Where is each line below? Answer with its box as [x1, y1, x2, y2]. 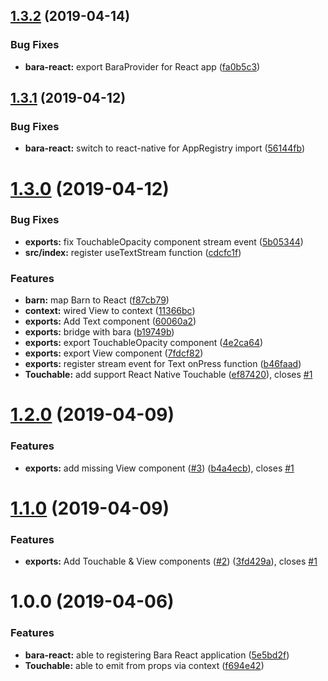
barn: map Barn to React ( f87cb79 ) [24, 294, 170, 306]
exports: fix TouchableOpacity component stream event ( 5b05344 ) [24, 235, 304, 248]
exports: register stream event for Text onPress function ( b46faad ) [24, 358, 302, 370]
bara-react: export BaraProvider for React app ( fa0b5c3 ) [24, 60, 261, 73]
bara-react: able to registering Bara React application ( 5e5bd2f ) [24, 649, 290, 661]
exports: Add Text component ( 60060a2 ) [24, 315, 197, 328]
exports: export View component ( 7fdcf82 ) [24, 347, 204, 359]
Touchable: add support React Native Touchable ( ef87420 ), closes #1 [24, 369, 313, 381]
